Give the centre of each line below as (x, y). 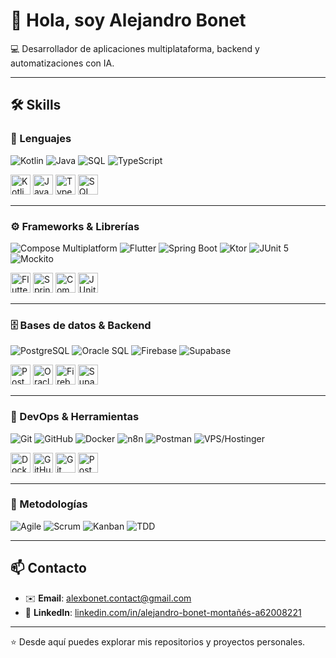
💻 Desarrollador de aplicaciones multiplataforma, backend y (135, 48)
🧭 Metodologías (49, 504)
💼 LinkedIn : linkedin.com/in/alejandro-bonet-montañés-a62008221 (163, 612)
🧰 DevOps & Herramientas (75, 417)
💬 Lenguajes (41, 139)
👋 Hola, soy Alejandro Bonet (128, 20)
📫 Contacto (48, 568)
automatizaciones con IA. (62, 63)
